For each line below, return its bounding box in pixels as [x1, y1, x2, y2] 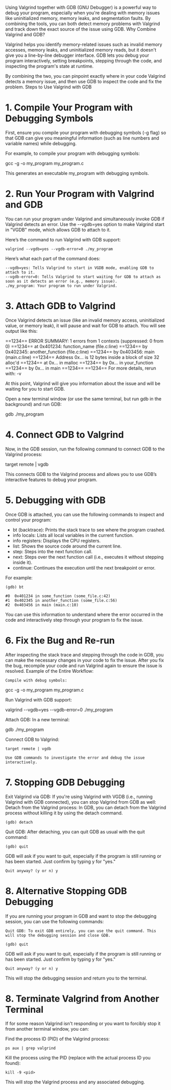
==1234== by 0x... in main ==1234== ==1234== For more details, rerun [5, 365, 157, 371]
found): [5, 1060, 21, 1066]
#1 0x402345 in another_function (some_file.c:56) [5, 598, 117, 603]
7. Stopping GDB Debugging [5, 777, 125, 788]
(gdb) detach [5, 820, 33, 825]
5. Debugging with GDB [5, 494, 106, 506]
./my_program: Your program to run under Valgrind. [5, 283, 117, 288]
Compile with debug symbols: [5, 677, 67, 683]
